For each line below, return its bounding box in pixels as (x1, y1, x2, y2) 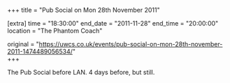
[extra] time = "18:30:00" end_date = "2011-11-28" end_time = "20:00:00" (7, 19, 219, 27)
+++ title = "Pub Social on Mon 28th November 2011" (7, 6, 160, 14)
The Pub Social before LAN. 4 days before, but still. (7, 68, 155, 76)
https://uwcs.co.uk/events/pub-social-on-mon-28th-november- (38, 40, 223, 48)
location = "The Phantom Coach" (7, 27, 103, 35)
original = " (7, 40, 40, 48)
